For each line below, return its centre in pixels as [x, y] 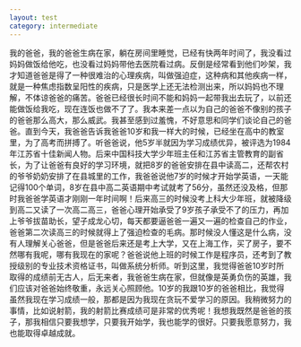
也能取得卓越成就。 [45, 333]
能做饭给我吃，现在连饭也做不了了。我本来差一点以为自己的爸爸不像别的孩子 [150, 108]
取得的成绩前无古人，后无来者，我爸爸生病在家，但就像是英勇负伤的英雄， [146, 277]
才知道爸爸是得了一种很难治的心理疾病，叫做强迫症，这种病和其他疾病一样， [150, 75]
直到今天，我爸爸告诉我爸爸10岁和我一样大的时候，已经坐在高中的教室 [155, 131]
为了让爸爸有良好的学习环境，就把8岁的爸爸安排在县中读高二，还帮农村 [157, 165]
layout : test [34, 17]
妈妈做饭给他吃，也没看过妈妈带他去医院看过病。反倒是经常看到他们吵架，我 [150, 64]
